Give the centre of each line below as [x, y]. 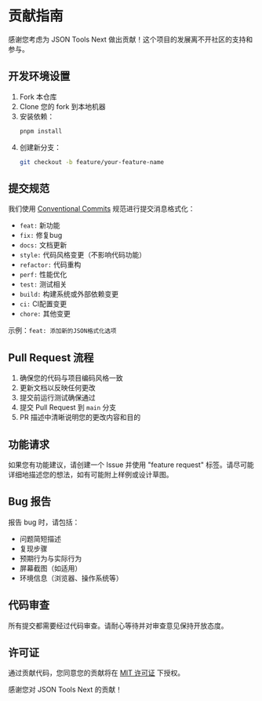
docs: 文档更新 [43, 245]
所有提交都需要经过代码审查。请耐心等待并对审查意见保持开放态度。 [118, 626]
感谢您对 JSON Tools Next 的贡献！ [65, 690]
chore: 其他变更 [45, 314]
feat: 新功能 [40, 225]
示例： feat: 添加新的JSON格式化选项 [62, 330]
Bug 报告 [30, 502]
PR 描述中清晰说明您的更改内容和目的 [80, 418]
